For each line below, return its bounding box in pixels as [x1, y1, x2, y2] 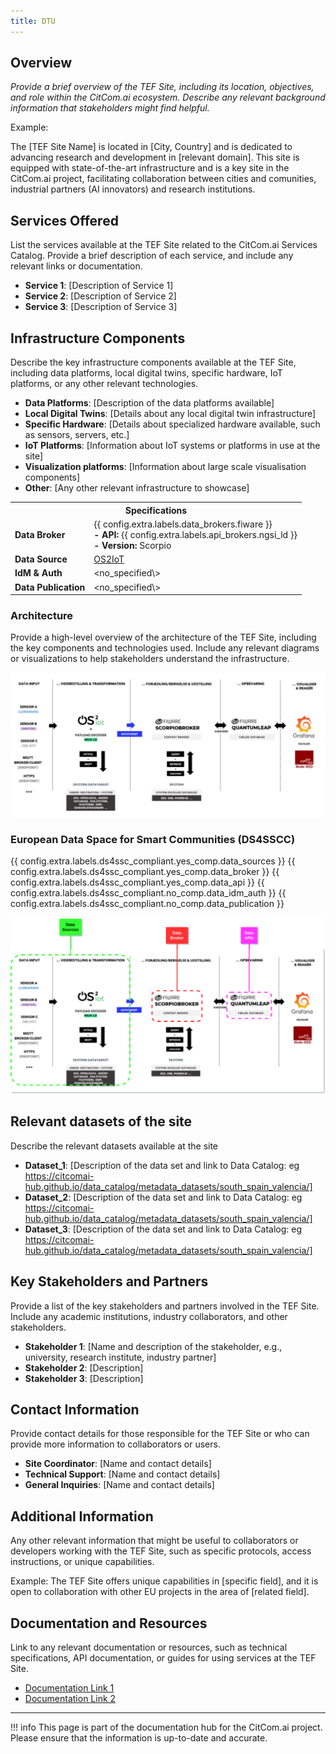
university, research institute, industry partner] [24, 1351, 217, 1363]
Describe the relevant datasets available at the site [10, 1140, 219, 1152]
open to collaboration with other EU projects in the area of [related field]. [10, 1586, 310, 1598]
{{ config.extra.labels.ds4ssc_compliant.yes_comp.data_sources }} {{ [10, 855, 296, 867]
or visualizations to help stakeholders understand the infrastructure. [10, 653, 290, 665]
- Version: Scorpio [93, 539, 172, 551]
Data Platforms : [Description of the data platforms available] [24, 397, 275, 409]
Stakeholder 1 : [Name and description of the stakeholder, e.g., [24, 1340, 283, 1352]
